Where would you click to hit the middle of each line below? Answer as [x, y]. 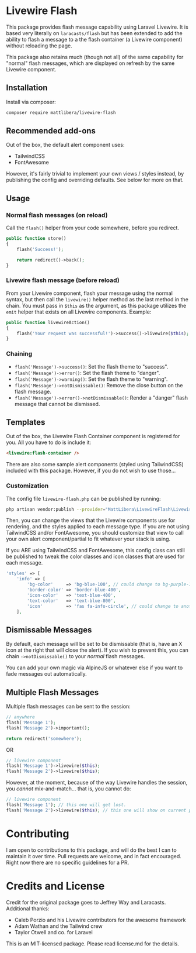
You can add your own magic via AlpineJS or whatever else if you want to [94, 668]
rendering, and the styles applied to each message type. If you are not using [98, 527]
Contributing [38, 834]
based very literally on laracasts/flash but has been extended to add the [94, 33]
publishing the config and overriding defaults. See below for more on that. [95, 180]
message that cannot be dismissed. [57, 404]
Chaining [19, 354]
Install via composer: [31, 102]
